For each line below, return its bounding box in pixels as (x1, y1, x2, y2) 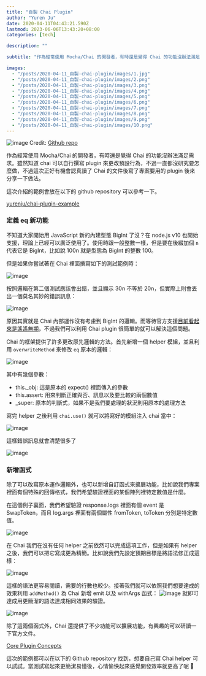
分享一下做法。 (6, 174, 44, 182)
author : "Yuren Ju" (6, 15, 56, 21)
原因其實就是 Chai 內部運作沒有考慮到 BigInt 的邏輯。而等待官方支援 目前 (6, 317, 189, 325)
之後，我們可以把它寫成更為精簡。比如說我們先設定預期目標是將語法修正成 (6, 550, 194, 557)
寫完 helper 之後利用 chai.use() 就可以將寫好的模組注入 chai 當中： (6, 412, 177, 419)
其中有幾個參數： (6, 371, 50, 378)
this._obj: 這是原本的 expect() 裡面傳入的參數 (15, 383, 129, 391)
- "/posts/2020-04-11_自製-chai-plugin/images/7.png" (12, 105, 150, 111)
